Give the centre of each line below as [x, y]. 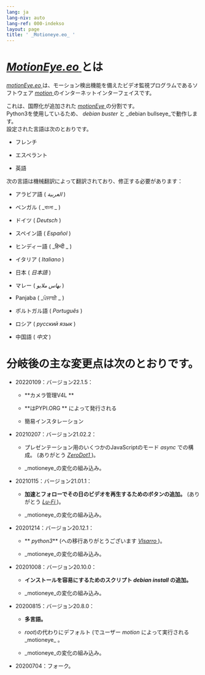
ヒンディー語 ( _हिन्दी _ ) [44, 247]
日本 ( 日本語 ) [33, 272]
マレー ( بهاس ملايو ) [40, 285]
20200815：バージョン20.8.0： [55, 606]
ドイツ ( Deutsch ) [38, 220]
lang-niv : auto [26, 18]
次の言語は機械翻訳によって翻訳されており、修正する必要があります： [95, 181]
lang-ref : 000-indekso [35, 23]
